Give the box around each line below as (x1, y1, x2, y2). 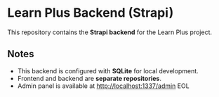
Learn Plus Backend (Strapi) (7, 5, 174, 21)
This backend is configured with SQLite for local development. (17, 66, 199, 75)
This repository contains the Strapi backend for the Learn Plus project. (7, 28, 213, 36)
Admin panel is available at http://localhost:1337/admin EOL (17, 82, 190, 90)
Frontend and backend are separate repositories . (17, 74, 161, 82)
